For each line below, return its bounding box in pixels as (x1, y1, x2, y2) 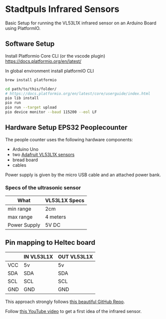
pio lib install (5, 96, 39, 101)
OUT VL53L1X (58, 253, 93, 260)
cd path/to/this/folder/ (5, 86, 57, 92)
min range (7, 205, 31, 212)
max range (7, 213, 33, 220)
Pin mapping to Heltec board (5, 238, 96, 247)
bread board (12, 157, 38, 163)
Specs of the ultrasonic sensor (5, 184, 81, 191)
